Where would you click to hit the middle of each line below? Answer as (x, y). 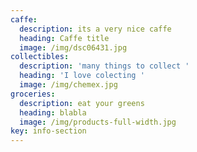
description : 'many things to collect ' (104, 66)
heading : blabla (53, 112)
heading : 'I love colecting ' (82, 76)
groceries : (33, 94)
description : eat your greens (82, 103)
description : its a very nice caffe (95, 29)
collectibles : (40, 57)
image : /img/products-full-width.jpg (98, 122)
